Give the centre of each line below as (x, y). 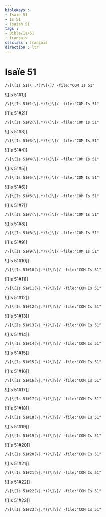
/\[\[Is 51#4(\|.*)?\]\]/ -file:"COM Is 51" (52, 159)
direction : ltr (22, 47)
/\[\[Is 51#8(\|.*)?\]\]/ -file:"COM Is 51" (52, 233)
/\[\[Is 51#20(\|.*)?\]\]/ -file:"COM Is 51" (53, 454)
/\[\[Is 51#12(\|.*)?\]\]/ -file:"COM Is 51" (53, 307)
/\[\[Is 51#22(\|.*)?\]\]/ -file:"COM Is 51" (53, 491)
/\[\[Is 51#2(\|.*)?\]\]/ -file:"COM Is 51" (52, 122)
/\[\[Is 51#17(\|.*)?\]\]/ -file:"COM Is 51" (53, 399)
